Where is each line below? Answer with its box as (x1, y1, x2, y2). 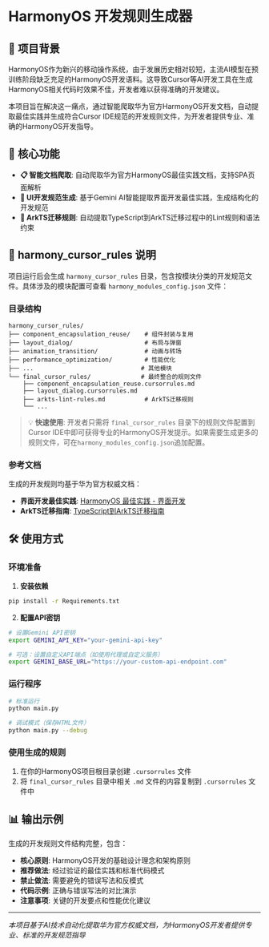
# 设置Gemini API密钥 (8, 628, 76, 637)
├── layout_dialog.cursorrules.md (22, 386, 138, 395)
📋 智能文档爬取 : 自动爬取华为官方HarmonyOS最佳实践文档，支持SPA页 (19, 170, 255, 179)
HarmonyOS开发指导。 (22, 122, 98, 131)
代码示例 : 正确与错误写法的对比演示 (19, 886, 137, 896)
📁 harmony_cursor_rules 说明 (8, 248, 156, 262)
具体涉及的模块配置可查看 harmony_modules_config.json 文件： (22, 281, 229, 291)
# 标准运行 (8, 697, 40, 705)
